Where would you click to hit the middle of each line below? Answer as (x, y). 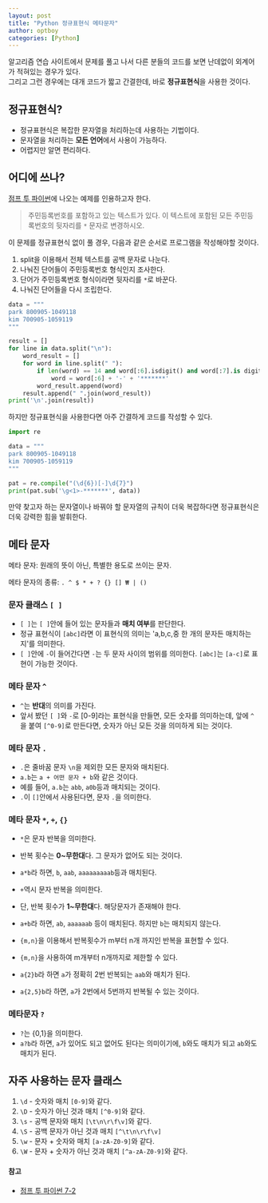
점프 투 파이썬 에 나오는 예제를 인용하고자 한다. (80, 198)
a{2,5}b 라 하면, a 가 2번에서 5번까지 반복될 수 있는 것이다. (109, 991)
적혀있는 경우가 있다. (49, 72)
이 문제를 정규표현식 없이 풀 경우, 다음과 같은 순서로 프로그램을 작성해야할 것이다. (134, 242)
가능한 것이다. (56, 663)
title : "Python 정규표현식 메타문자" (63, 23)
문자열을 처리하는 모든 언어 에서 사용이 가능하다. (93, 140)
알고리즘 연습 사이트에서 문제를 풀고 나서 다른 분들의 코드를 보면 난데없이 (121, 62)
